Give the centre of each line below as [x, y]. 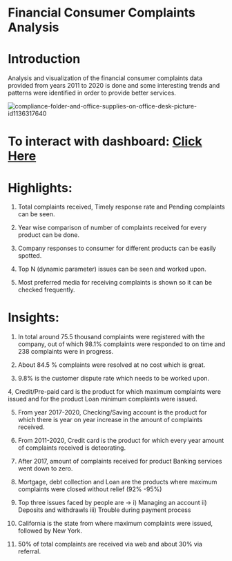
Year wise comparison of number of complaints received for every [112, 228]
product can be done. [49, 235]
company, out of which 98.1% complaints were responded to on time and [122, 344]
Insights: [33, 317]
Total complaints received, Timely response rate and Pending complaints [121, 207]
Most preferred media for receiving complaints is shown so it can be [115, 283]
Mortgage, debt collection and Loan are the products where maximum [117, 482]
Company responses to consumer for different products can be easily [117, 248]
